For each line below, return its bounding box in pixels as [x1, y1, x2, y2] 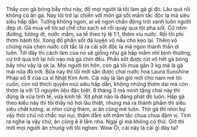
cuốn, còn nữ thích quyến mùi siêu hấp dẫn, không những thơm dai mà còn [6, 81, 189, 88]
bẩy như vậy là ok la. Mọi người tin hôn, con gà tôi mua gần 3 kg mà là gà [6, 62, 183, 69]
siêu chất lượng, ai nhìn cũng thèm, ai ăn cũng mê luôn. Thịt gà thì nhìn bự [6, 106, 186, 112]
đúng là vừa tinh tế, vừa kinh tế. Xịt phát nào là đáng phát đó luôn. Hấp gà [6, 93, 185, 100]
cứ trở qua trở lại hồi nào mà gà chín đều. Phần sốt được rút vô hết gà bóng [6, 56, 189, 62]
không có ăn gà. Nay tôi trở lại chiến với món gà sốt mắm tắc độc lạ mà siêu [6, 12, 190, 19]
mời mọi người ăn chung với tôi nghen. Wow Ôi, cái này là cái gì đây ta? [6, 124, 179, 131]
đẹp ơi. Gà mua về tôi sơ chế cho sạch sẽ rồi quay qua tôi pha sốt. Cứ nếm [6, 24, 187, 31]
